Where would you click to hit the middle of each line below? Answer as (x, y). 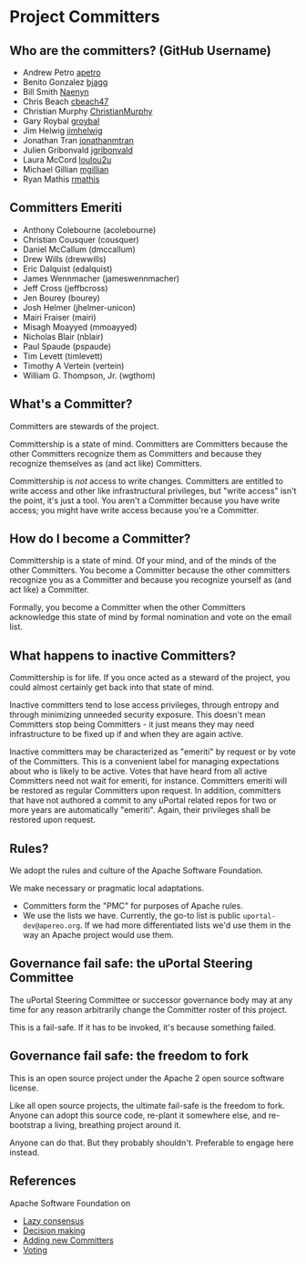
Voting (35, 1249)
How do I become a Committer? (100, 539)
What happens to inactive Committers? (123, 655)
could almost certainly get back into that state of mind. (112, 688)
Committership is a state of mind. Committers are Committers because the (149, 444)
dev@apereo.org (51, 926)
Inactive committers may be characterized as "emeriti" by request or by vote (153, 752)
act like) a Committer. (49, 590)
